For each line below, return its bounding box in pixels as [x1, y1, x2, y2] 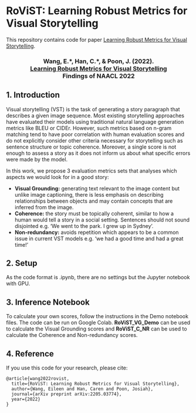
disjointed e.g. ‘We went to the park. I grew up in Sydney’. [14, 222, 154, 229]
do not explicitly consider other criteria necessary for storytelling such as [6, 137, 183, 144]
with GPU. [6, 280, 31, 287]
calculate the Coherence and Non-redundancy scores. [6, 332, 138, 339]
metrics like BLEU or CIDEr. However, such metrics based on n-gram [6, 124, 172, 131]
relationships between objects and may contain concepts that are [14, 197, 173, 204]
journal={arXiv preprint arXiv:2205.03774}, [11, 391, 122, 397]
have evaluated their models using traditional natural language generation [6, 118, 184, 125]
